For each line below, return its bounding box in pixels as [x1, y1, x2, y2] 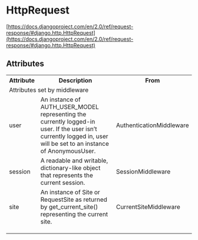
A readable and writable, [40, 156, 108, 165]
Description [58, 76, 93, 84]
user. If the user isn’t [40, 125, 97, 133]
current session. [40, 178, 85, 186]
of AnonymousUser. [40, 146, 96, 155]
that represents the [40, 171, 93, 179]
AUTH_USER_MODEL [40, 102, 99, 111]
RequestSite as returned [40, 195, 108, 204]
